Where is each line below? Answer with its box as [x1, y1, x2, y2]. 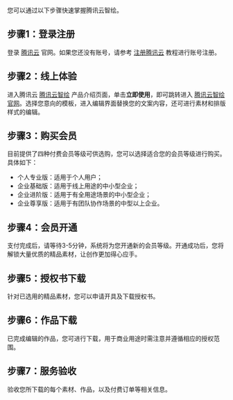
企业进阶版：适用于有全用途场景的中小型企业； [17, 191, 151, 199]
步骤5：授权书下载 [7, 272, 87, 284]
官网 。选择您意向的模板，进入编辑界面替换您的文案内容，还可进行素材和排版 [7, 99, 226, 107]
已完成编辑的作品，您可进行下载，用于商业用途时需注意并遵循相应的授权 [7, 334, 214, 342]
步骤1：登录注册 [7, 29, 76, 40]
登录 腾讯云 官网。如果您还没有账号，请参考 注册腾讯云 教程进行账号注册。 [7, 48, 221, 56]
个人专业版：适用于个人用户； [17, 173, 103, 182]
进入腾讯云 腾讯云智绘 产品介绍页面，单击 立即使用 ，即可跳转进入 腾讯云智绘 [7, 90, 225, 99]
